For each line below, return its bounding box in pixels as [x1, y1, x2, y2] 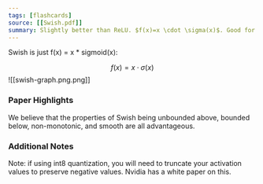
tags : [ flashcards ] [8, 11, 72, 20]
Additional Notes [8, 141, 74, 152]
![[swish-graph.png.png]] [8, 75, 91, 85]
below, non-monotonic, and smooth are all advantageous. [8, 121, 195, 131]
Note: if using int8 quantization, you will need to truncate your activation [8, 158, 243, 167]
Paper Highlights [8, 95, 74, 106]
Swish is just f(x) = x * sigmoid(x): [8, 48, 118, 57]
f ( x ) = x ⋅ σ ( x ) [110, 63, 154, 72]
